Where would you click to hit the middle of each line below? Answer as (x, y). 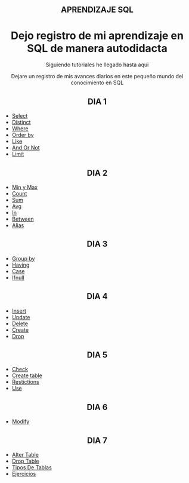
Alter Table (25, 455)
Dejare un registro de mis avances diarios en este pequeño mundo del (97, 77)
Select (20, 116)
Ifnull (18, 277)
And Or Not (26, 148)
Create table (27, 375)
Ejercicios (24, 474)
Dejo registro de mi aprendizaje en (97, 36)
